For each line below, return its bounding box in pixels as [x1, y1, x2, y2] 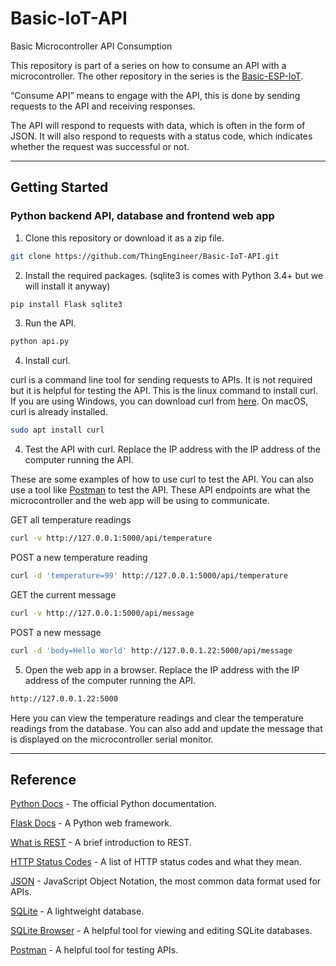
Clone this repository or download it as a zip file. [24, 232, 225, 244]
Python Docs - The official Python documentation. [10, 798, 217, 810]
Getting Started [10, 179, 109, 196]
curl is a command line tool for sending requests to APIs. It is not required [10, 374, 313, 386]
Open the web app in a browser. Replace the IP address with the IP [24, 663, 300, 676]
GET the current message [10, 588, 117, 601]
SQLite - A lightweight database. [10, 905, 145, 917]
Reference [10, 771, 77, 788]
